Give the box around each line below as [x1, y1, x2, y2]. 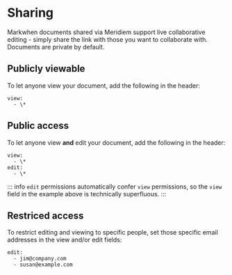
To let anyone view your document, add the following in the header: [7, 81, 200, 90]
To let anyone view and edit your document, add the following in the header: [7, 138, 226, 147]
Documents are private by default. [7, 42, 105, 51]
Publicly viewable [7, 63, 85, 74]
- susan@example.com [13, 261, 73, 269]
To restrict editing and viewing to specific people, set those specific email [7, 228, 219, 237]
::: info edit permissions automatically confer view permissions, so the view [7, 182, 222, 191]
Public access [7, 120, 69, 132]
